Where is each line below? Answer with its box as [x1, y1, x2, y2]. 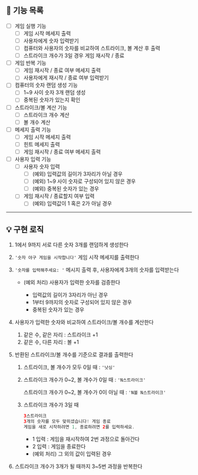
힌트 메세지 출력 [23, 140, 60, 148]
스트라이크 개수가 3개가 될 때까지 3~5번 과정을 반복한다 [14, 463, 143, 470]
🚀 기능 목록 [6, 5, 44, 16]
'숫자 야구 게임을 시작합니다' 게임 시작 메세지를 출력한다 [14, 254, 140, 261]
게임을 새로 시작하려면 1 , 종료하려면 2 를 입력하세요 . [23, 424, 135, 430]
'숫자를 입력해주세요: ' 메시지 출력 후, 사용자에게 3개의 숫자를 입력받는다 [14, 266, 179, 273]
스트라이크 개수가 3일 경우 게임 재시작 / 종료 [23, 52, 125, 59]
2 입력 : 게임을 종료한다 [32, 443, 86, 450]
